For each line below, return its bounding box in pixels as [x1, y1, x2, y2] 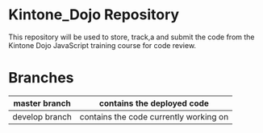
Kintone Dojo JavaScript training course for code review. [8, 40, 196, 50]
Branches [8, 69, 74, 87]
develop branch [12, 111, 73, 122]
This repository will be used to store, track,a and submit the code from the [8, 32, 256, 42]
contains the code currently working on [79, 111, 229, 122]
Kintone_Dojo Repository [8, 6, 180, 24]
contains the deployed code [99, 98, 210, 109]
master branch [13, 98, 71, 109]
